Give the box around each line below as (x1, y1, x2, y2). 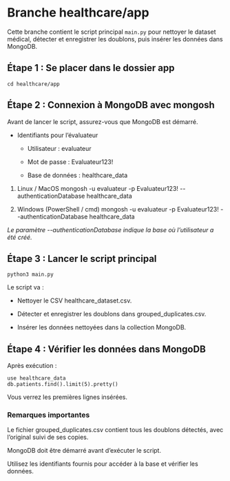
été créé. (7, 233, 32, 241)
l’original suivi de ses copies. (7, 433, 89, 442)
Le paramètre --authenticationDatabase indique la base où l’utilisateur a (7, 225, 214, 234)
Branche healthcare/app (7, 5, 149, 21)
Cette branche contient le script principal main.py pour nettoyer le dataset (7, 28, 216, 36)
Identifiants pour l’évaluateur (17, 131, 98, 139)
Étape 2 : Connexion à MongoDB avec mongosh (7, 99, 215, 111)
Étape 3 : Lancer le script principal (7, 253, 157, 265)
